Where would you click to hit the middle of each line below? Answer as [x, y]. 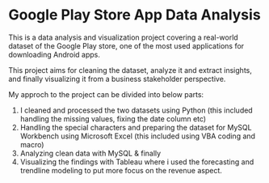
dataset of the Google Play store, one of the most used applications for [126, 45]
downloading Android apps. [55, 54]
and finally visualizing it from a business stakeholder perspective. [117, 79]
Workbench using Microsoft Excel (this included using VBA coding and [138, 136]
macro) [32, 144]
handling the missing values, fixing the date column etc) [113, 118]
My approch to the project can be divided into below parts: [106, 94]
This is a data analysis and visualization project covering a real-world [123, 37]
